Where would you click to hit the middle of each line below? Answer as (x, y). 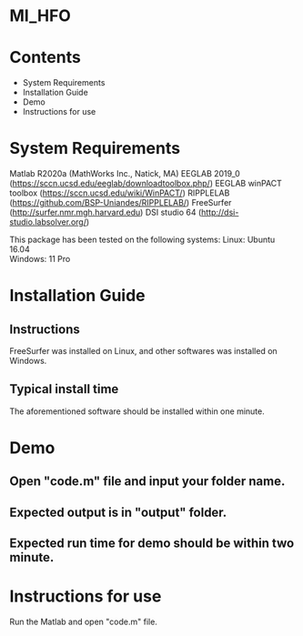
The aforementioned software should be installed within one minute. (137, 411)
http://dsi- (220, 212)
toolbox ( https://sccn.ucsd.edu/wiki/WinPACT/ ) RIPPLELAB (120, 193)
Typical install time (64, 389)
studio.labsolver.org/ (48, 222)
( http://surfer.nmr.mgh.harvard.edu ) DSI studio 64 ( (106, 212)
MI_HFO (40, 16)
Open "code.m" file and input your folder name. (147, 482)
